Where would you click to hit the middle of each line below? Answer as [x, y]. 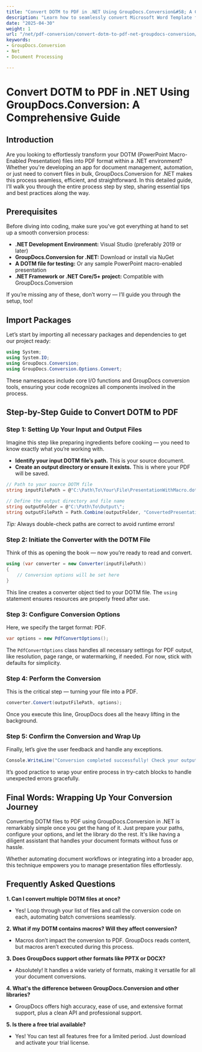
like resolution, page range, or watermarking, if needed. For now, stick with [99, 656]
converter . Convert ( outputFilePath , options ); [64, 703]
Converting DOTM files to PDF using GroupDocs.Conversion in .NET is [93, 821]
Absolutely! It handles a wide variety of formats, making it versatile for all [105, 970]
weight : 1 [19, 29]
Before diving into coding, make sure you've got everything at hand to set [97, 226]
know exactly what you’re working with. [55, 449]
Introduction [30, 140]
